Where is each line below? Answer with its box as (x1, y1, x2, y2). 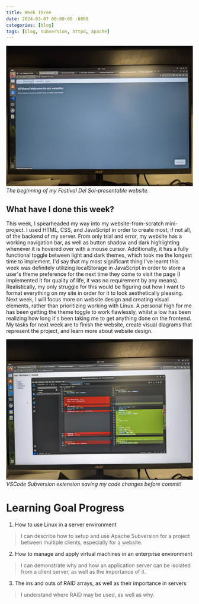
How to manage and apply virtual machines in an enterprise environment (14, 550, 192, 557)
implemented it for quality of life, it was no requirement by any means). (6, 277, 179, 284)
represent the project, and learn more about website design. (6, 328, 153, 335)
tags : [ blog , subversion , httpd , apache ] (6, 29, 110, 34)
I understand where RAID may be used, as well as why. (20, 592, 155, 598)
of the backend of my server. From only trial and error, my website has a (6, 232, 182, 240)
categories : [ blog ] (6, 22, 54, 28)
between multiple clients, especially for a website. (20, 539, 143, 546)
